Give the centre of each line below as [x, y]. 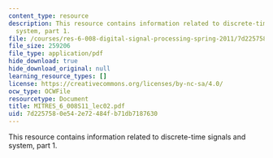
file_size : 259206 [39, 46]
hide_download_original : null [60, 69]
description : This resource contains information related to [114, 23]
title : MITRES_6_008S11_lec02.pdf [67, 106]
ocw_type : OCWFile [39, 91]
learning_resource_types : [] [58, 76]
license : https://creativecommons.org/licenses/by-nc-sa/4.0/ [116, 83]
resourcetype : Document [49, 99]
